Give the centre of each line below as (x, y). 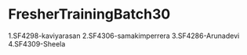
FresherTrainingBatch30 (89, 14)
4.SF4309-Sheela (37, 43)
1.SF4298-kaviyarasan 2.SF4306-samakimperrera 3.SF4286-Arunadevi (124, 36)
